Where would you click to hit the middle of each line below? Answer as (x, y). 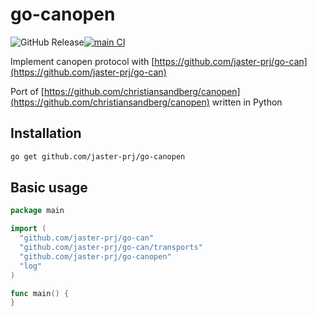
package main (37, 211)
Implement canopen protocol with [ (82, 61)
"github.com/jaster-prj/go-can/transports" (111, 248)
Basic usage (49, 188)
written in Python (247, 102)
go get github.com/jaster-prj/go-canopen (98, 156)
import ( (28, 229)
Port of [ (27, 91)
